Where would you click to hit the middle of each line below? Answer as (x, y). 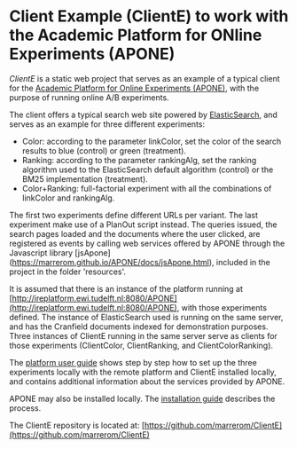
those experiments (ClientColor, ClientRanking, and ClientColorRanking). (141, 345)
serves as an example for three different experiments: (107, 124)
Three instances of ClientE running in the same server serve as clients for (143, 335)
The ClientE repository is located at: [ (77, 425)
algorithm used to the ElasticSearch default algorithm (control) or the (148, 169)
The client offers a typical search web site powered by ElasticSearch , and (143, 114)
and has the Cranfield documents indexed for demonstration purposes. (139, 327)
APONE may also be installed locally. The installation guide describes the (142, 398)
